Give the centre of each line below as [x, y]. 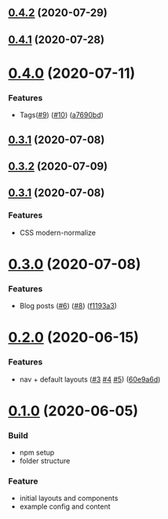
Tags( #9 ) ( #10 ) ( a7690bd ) [62, 115]
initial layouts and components [69, 499]
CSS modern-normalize [58, 232]
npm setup [37, 453]
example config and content [65, 506]
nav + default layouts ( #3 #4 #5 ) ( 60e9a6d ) [90, 379]
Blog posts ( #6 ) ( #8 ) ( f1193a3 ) [68, 306]
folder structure [45, 461]
